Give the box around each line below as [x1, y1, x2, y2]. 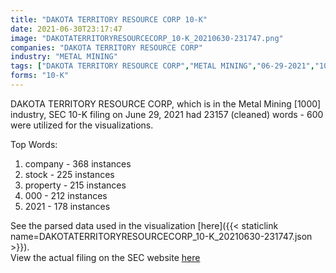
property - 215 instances [24, 179, 127, 191]
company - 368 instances [24, 157, 132, 170]
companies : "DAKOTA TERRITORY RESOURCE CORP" [10, 42, 203, 53]
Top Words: [10, 138, 58, 150]
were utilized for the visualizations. [10, 119, 154, 131]
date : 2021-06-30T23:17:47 [10, 24, 123, 34]
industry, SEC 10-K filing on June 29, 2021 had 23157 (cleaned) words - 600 [10, 108, 324, 120]
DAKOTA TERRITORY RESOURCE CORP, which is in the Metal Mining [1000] [10, 97, 322, 110]
